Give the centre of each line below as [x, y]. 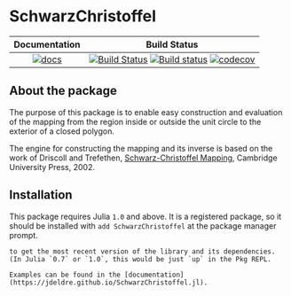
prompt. [24, 235]
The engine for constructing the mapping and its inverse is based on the [141, 148]
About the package [63, 91]
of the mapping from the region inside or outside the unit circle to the [135, 121]
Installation [41, 195]
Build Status [172, 44]
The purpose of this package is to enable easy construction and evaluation [146, 112]
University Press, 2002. [52, 167]
